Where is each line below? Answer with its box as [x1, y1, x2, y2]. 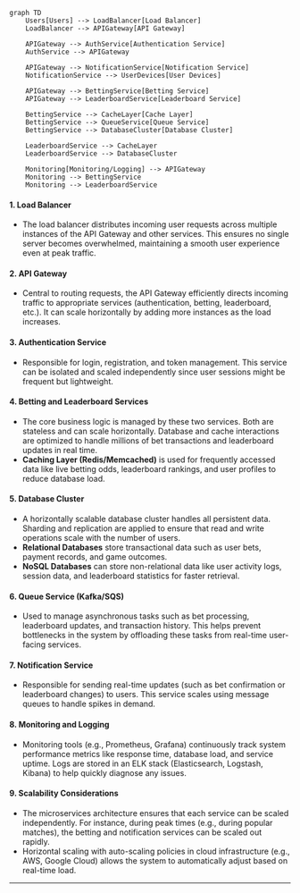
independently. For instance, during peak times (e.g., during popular [21, 817, 273, 828]
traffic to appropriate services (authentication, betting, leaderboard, [21, 298, 272, 308]
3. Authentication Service [9, 337, 107, 348]
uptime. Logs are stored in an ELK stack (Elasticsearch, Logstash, [21, 758, 263, 769]
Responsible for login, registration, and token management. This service [21, 357, 287, 367]
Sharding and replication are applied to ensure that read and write [21, 523, 265, 534]
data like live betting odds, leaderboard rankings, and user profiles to [21, 463, 277, 474]
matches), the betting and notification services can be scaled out [21, 827, 262, 838]
